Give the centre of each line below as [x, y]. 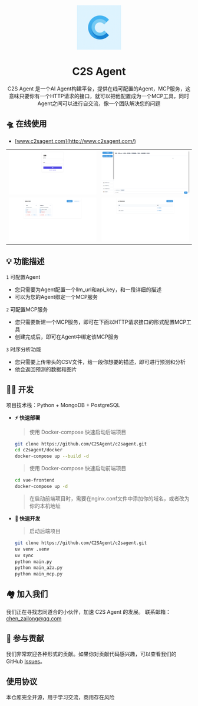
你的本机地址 [45, 506]
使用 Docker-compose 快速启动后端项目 [78, 432]
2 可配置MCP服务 [27, 309]
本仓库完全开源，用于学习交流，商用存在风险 [60, 697]
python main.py [33, 562]
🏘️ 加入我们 [27, 594]
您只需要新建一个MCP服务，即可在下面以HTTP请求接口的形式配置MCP [100, 322]
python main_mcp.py [39, 574]
